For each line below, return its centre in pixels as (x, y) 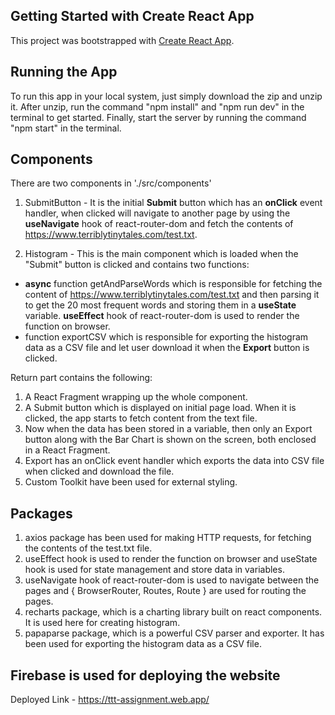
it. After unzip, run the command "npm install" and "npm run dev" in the (157, 106)
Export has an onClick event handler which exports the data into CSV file (174, 461)
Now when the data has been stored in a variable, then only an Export (168, 429)
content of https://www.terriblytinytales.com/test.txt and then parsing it (172, 295)
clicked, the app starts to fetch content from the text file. (141, 418)
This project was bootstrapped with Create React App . (122, 40)
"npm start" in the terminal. (66, 128)
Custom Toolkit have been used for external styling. (131, 482)
